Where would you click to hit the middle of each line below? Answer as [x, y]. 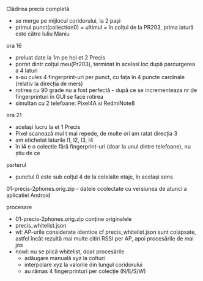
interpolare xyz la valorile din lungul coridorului [83, 264]
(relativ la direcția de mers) [49, 83]
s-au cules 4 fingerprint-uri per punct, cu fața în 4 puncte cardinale [100, 77]
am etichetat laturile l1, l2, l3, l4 [54, 140]
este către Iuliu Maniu [42, 34]
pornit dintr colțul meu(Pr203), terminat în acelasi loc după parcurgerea [105, 64]
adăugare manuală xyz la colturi [65, 258]
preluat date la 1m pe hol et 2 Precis [60, 57]
